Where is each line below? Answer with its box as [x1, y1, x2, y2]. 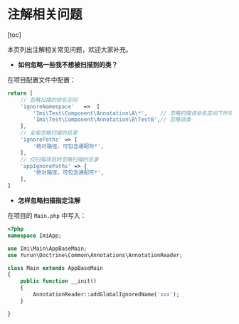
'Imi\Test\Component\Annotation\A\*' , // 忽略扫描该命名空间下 [33, 110, 223, 117]
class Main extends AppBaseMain [7, 264, 103, 271]
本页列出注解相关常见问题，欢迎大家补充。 [7, 45, 132, 53]
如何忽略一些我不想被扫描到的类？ [17, 60, 118, 68]
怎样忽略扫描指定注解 [17, 197, 80, 205]
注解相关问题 [7, 6, 83, 23]
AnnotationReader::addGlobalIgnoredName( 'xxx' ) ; [33, 291, 180, 298]
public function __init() [20, 278, 97, 285]
